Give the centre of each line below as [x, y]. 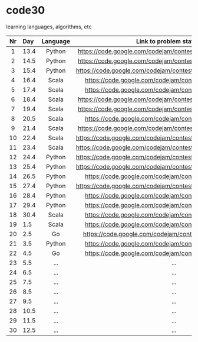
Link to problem [159, 41]
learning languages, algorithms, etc [49, 27]
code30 [26, 10]
